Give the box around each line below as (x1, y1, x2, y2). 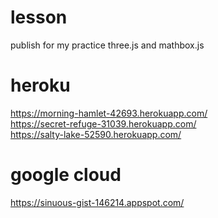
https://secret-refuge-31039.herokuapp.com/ (10, 117, 197, 130)
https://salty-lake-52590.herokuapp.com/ (10, 128, 182, 140)
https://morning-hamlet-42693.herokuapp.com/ (10, 107, 208, 119)
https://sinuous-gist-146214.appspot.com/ (10, 196, 185, 208)
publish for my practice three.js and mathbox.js (10, 39, 205, 51)
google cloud (10, 164, 122, 186)
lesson (10, 6, 68, 29)
